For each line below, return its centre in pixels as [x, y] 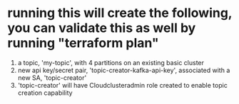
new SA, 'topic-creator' [52, 77]
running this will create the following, [120, 13]
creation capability [45, 93]
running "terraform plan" [83, 43]
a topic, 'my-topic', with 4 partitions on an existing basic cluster [111, 62]
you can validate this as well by [102, 28]
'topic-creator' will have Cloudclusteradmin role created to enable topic [123, 85]
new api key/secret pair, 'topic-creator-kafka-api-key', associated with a [124, 70]
